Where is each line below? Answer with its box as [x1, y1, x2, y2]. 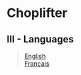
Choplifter [6, 5, 68, 21]
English [23, 52, 46, 60]
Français [23, 59, 50, 68]
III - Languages [6, 33, 74, 45]
